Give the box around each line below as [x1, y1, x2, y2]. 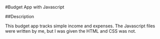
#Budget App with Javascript [5, 4, 65, 10]
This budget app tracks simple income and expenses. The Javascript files [5, 23, 156, 29]
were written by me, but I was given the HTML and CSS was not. [5, 28, 136, 34]
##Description [5, 14, 35, 19]
